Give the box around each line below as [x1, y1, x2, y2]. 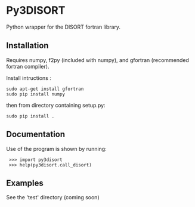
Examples [6, 178, 44, 188]
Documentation [6, 129, 66, 140]
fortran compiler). [6, 63, 49, 70]
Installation [6, 41, 49, 51]
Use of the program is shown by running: [6, 145, 107, 152]
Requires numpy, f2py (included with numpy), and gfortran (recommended [6, 56, 190, 63]
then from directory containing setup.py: [6, 101, 106, 109]
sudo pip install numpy [6, 91, 66, 97]
